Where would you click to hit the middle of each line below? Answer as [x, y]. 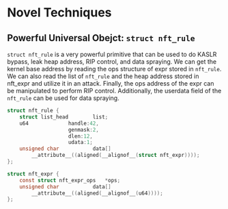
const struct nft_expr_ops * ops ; [70, 180]
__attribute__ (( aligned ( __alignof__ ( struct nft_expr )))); [116, 156]
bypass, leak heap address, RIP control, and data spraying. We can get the [112, 62]
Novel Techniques [59, 13]
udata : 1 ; [81, 143]
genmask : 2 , [83, 130]
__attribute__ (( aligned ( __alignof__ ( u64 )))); [98, 193]
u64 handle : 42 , [59, 123]
